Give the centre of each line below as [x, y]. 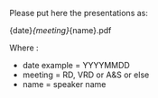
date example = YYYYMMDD [76, 65]
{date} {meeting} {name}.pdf [60, 30]
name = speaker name [64, 84]
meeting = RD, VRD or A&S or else [86, 75]
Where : [24, 48]
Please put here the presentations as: [79, 13]
